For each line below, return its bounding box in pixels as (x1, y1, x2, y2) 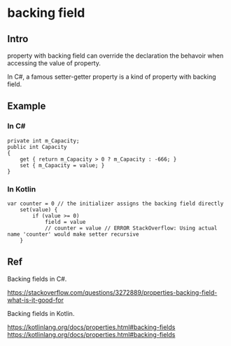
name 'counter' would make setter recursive (7, 230, 139, 238)
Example (7, 100, 46, 112)
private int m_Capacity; (7, 137, 80, 145)
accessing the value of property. (7, 59, 101, 67)
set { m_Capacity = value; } (20, 161, 105, 169)
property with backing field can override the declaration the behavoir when (7, 51, 224, 60)
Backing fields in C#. (7, 274, 67, 283)
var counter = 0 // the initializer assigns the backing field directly (7, 200, 224, 207)
